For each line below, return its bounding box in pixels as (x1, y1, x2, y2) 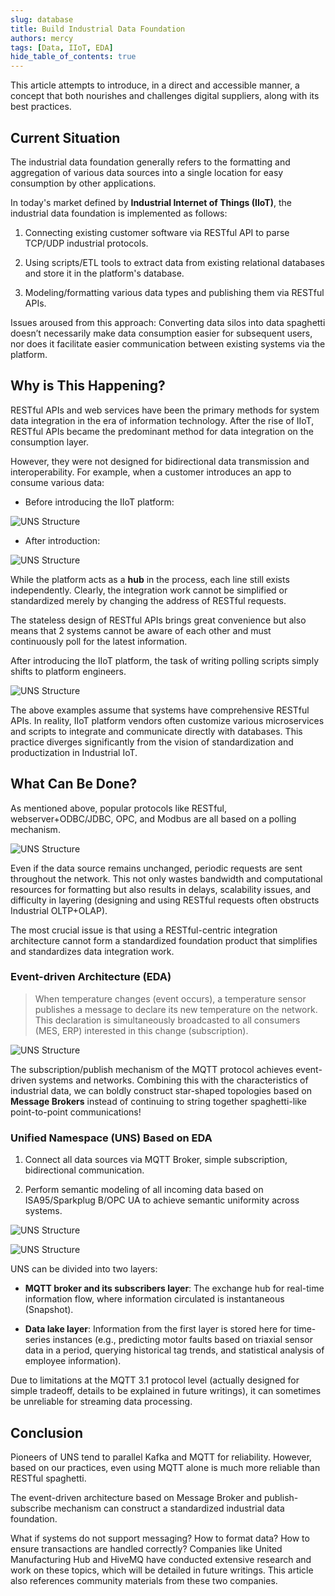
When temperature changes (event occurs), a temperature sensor (34, 992, 307, 1005)
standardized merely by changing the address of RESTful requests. (10, 594, 287, 606)
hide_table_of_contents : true (10, 52, 137, 62)
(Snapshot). (24, 1304, 74, 1316)
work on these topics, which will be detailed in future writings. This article (10, 1564, 314, 1576)
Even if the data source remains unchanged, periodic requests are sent (10, 862, 303, 874)
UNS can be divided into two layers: (10, 1263, 158, 1275)
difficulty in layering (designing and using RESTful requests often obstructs (10, 894, 320, 906)
